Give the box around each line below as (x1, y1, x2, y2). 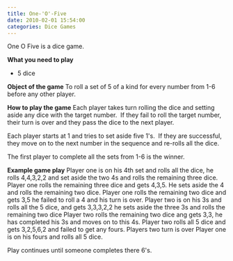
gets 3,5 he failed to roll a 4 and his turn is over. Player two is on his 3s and (7, 196, 222, 204)
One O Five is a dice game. (7, 42, 85, 51)
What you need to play (7, 56, 74, 64)
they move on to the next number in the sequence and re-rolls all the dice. (7, 139, 220, 148)
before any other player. (7, 90, 77, 98)
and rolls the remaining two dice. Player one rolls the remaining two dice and (7, 189, 227, 197)
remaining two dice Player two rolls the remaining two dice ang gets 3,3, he (7, 210, 223, 219)
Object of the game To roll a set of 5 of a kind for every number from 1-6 (7, 83, 216, 91)
